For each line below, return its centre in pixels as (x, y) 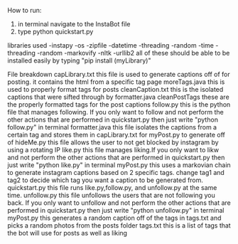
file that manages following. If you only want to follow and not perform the (115, 112)
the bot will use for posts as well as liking (67, 233)
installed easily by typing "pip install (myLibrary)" (79, 60)
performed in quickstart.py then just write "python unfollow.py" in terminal (116, 210)
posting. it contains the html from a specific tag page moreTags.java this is (116, 82)
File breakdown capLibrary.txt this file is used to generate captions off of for (119, 74)
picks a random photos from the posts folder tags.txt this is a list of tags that (119, 226)
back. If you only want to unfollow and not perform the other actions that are (119, 203)
